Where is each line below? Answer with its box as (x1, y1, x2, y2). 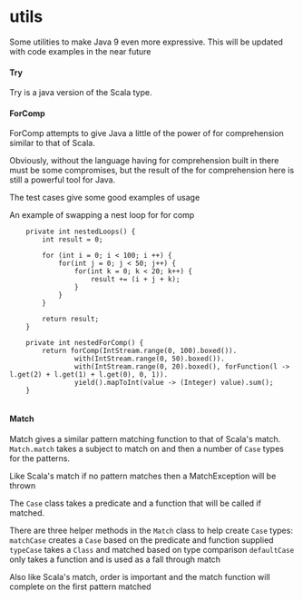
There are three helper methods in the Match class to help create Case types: (9, 525, 293, 536)
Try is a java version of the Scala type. (9, 87, 152, 98)
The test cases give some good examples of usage (9, 192, 200, 203)
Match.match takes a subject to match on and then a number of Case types (9, 443, 284, 454)
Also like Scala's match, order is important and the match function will (9, 571, 270, 582)
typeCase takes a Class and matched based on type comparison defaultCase (9, 544, 295, 555)
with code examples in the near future (9, 45, 151, 56)
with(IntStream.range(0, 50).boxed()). (73, 354, 225, 364)
